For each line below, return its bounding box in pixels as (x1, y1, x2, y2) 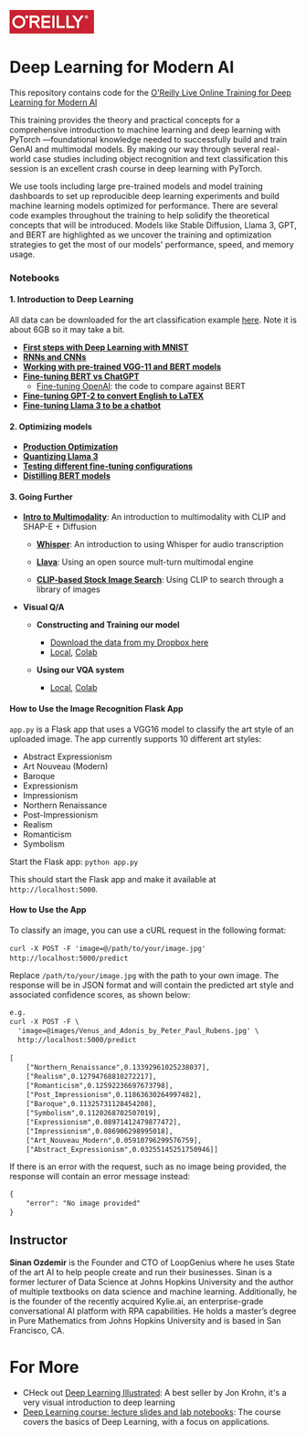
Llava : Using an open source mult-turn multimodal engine (36, 556, 254, 567)
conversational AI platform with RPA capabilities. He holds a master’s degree (9, 1305, 297, 1316)
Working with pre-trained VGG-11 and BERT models (22, 362, 222, 373)
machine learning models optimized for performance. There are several (9, 200, 279, 211)
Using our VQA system (36, 664, 125, 676)
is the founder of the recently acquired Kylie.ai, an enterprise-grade (9, 1295, 264, 1306)
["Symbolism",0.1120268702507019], (26, 1108, 162, 1117)
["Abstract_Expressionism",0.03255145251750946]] (26, 1145, 219, 1154)
